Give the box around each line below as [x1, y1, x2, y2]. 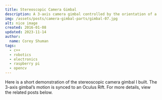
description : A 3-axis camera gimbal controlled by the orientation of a [5, 12, 157, 17]
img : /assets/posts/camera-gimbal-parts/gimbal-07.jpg [5, 16, 118, 21]
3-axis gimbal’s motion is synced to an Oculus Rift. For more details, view [5, 84, 151, 90]
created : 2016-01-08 [5, 25, 47, 30]
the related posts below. [5, 89, 53, 95]
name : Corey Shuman [9, 39, 49, 44]
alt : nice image [5, 20, 38, 26]
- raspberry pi [9, 61, 40, 66]
